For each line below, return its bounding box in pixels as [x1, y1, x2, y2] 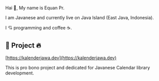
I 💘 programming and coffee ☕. [5, 25, 72, 30]
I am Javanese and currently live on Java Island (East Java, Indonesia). [5, 15, 154, 20]
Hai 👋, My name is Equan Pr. [5, 5, 65, 11]
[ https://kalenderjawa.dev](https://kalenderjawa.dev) [5, 55, 117, 61]
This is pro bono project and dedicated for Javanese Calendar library [5, 64, 150, 70]
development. [5, 70, 34, 76]
